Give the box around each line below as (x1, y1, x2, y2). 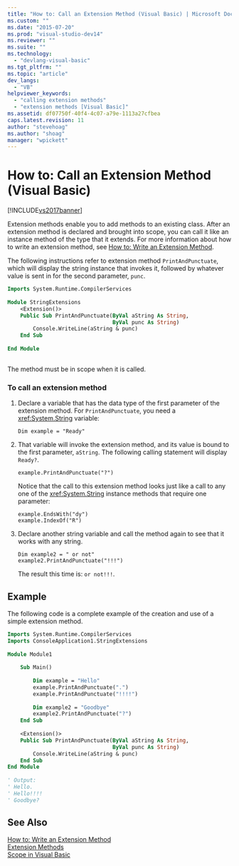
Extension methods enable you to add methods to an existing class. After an (7, 220, 230, 228)
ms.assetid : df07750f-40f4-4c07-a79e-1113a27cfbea (7, 110, 161, 117)
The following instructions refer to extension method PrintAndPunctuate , (7, 256, 219, 265)
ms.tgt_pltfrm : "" (7, 64, 62, 71)
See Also (7, 817, 48, 829)
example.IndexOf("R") (17, 517, 82, 525)
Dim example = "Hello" (33, 678, 100, 685)
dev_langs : (7, 76, 40, 84)
